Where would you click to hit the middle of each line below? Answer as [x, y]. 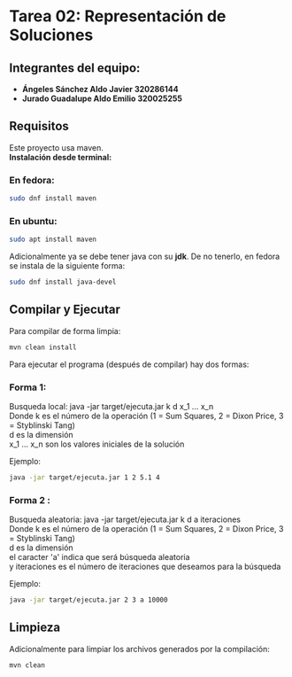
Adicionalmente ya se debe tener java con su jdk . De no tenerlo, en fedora [145, 257]
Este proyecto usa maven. [57, 147]
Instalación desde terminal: [61, 157]
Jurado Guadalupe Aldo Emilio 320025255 [102, 98]
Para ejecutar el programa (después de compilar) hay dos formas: [129, 364]
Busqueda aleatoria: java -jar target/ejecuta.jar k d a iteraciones [125, 519]
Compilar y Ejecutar [65, 310]
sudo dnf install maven [53, 198]
